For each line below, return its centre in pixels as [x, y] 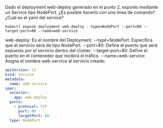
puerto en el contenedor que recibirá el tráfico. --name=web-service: [75, 56]
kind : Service [20, 74]
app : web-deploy [31, 97]
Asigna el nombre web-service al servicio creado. [55, 61]
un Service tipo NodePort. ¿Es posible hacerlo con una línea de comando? [80, 12]
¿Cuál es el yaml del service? [34, 17]
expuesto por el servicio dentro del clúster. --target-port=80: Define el [76, 50]
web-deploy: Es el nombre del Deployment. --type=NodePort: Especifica [79, 40]
